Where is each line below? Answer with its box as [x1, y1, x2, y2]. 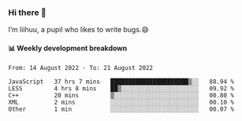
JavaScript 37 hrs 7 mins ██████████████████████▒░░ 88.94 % [8, 78, 235, 86]
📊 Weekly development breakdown [8, 43, 128, 53]
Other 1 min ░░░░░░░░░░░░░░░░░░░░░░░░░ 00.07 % [8, 105, 235, 113]
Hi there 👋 [8, 7, 47, 18]
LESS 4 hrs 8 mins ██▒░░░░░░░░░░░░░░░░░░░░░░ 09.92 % [8, 84, 235, 93]
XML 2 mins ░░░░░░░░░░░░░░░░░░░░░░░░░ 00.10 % [8, 98, 235, 106]
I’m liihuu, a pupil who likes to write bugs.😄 [8, 25, 149, 35]
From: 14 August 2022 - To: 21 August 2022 [8, 64, 154, 71]
